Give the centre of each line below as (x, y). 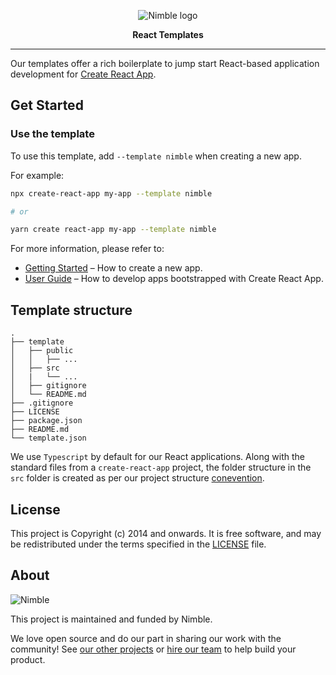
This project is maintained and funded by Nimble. (111, 619)
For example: (37, 175)
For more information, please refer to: (87, 249)
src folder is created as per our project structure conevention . (137, 478)
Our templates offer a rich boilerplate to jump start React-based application (165, 63)
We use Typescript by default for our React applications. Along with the (157, 457)
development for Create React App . (83, 74)
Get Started (47, 105)
